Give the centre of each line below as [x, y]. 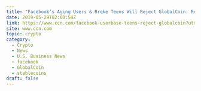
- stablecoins [29, 73]
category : [19, 40]
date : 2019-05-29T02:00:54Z [41, 17]
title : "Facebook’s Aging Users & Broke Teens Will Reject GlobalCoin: [97, 12]
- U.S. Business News [39, 56]
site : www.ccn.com [29, 28]
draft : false [22, 78]
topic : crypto [24, 34]
